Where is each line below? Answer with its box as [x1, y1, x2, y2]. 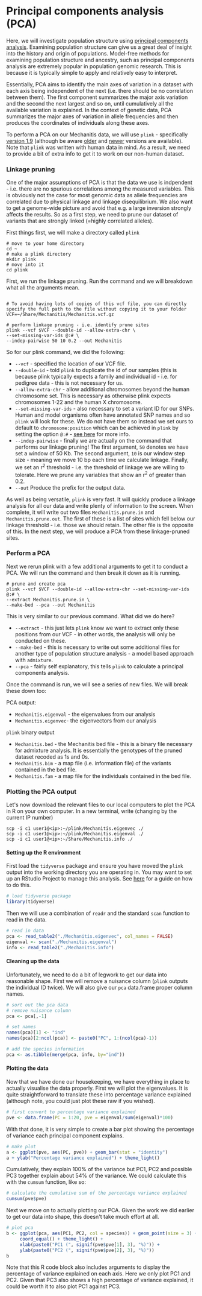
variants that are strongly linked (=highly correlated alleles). [6, 217, 154, 224]
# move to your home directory [6, 241, 85, 247]
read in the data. [6, 916, 47, 923]
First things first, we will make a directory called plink [6, 229, 139, 236]
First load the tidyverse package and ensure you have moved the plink [6, 862, 183, 870]
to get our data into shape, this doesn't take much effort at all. [6, 1213, 159, 1221]
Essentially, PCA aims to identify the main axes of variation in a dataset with [6, 80, 194, 88]
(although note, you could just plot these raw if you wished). [6, 1098, 155, 1104]
